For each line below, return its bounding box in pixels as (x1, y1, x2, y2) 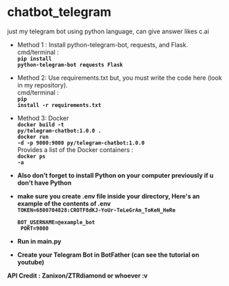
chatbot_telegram (7, 4, 112, 20)
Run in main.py (17, 237, 62, 245)
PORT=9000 (20, 225, 49, 232)
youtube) (17, 258, 45, 266)
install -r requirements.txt (17, 101, 102, 108)
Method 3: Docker (17, 114, 69, 122)
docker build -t (17, 121, 64, 128)
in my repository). (17, 81, 68, 89)
